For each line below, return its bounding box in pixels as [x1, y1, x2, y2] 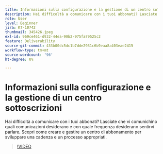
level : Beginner [5, 20, 38, 26]
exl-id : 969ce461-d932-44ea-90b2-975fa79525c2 [5, 34, 101, 39]
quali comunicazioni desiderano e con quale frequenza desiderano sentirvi [5, 124, 154, 130]
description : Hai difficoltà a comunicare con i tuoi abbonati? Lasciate [5, 12, 158, 17]
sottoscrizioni [5, 103, 62, 114]
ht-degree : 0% [5, 57, 34, 62]
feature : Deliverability [5, 39, 55, 44]
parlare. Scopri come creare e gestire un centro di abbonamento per [5, 129, 142, 135]
